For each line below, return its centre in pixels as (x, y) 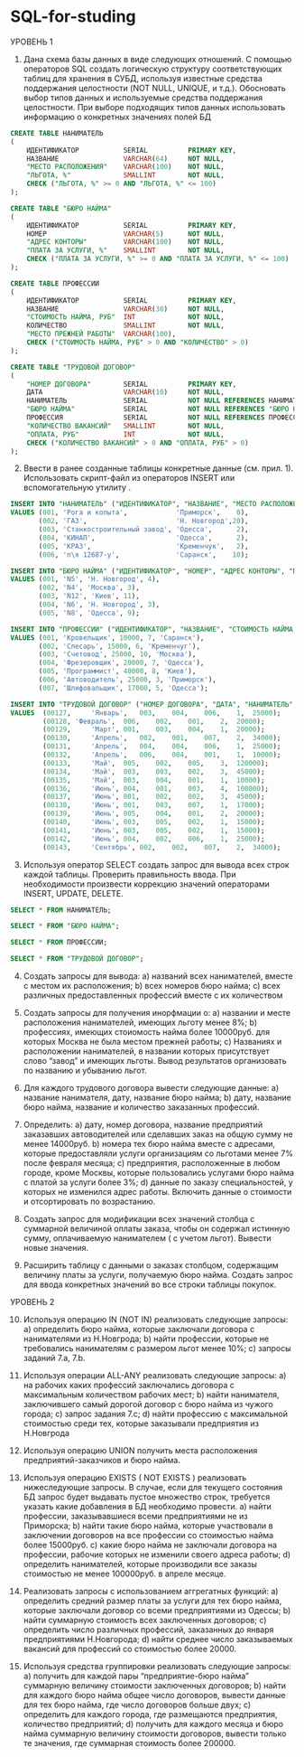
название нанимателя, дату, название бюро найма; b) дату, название (157, 1098)
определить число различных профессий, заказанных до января (148, 1630)
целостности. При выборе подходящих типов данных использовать (154, 107)
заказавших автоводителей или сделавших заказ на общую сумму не (158, 1134)
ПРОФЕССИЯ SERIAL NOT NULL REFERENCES (146, 418)
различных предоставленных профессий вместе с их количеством (153, 995)
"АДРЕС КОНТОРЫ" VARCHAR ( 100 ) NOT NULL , (125, 242)
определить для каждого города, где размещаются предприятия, (150, 1715)
